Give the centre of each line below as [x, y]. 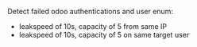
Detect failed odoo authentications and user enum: [91, 11]
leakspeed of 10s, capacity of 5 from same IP [93, 26]
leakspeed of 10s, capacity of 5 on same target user [104, 35]
